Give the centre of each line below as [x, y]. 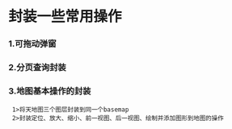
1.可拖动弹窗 [32, 44]
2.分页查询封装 [37, 68]
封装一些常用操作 [65, 17]
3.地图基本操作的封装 [50, 91]
